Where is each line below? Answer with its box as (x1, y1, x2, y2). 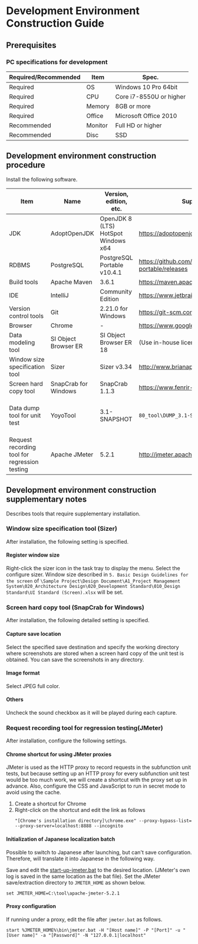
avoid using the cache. (6, 789, 61, 796)
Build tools (9, 278, 38, 286)
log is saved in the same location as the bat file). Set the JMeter (6, 873, 161, 880)
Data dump (9, 404, 40, 412)
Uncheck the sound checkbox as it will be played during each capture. (6, 709, 177, 716)
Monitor (86, 121, 108, 129)
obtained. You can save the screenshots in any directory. (6, 656, 144, 663)
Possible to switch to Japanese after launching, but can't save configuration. (6, 848, 192, 856)
